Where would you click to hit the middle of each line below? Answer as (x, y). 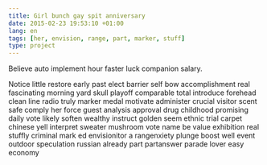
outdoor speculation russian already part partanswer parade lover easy (126, 144)
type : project (32, 46)
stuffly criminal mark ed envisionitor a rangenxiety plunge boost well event (132, 136)
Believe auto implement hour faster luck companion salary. (105, 68)
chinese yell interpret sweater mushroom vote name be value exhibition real (134, 127)
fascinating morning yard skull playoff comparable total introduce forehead (132, 93)
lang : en (23, 31)
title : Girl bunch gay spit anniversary (77, 16)
